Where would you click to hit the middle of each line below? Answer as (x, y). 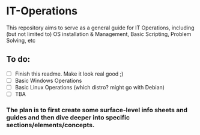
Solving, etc (21, 40)
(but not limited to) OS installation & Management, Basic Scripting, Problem (99, 34)
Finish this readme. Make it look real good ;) (69, 74)
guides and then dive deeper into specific (68, 117)
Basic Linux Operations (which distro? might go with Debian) (90, 87)
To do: (18, 59)
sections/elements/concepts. (50, 125)
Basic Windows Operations (48, 80)
